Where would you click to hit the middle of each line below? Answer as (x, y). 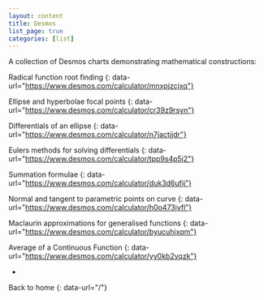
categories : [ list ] (41, 39)
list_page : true (36, 31)
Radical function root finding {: (60, 77)
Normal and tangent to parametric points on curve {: (96, 199)
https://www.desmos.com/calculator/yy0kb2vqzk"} (111, 256)
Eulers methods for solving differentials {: (78, 150)
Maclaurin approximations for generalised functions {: (98, 223)
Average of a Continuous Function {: (69, 247)
